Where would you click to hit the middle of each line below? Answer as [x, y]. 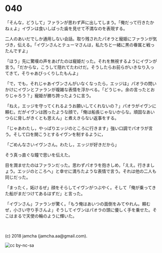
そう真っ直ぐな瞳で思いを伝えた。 [39, 155]
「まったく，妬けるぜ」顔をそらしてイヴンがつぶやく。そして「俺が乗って [79, 187]
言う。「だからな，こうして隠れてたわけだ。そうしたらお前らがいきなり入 [78, 67]
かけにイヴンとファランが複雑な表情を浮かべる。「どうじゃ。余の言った [76, 89]
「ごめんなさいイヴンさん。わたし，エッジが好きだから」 [62, 144]
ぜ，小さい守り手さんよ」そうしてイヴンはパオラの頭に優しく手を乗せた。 [79, 210]
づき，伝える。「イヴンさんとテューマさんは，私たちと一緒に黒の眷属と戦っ [80, 45]
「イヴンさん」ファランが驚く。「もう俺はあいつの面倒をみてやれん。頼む [78, 204]
